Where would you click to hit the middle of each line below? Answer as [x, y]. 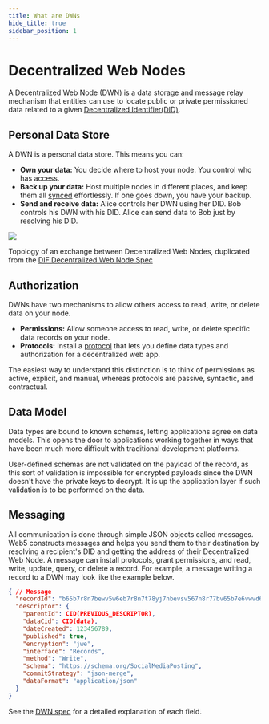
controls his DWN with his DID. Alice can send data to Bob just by [128, 213]
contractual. [28, 387]
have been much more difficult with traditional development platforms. [124, 448]
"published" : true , [55, 636]
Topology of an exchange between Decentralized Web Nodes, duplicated [129, 252]
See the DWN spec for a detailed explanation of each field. [105, 711]
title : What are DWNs [44, 16]
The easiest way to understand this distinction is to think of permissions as [131, 369]
